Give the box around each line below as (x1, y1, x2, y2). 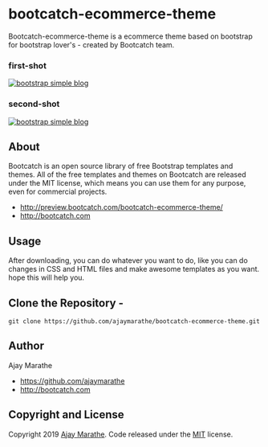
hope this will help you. (8, 273, 85, 282)
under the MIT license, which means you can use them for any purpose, (8, 178, 246, 188)
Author (8, 339, 44, 353)
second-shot (8, 98, 60, 109)
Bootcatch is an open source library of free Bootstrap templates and (8, 162, 233, 171)
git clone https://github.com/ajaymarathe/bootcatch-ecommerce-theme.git (8, 317, 261, 326)
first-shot (8, 59, 47, 71)
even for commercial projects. (8, 187, 108, 197)
